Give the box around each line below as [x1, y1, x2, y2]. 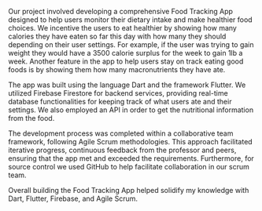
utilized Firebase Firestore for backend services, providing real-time [8, 89, 228, 97]
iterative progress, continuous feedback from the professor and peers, [8, 145, 237, 155]
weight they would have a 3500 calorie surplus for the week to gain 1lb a [8, 49, 243, 57]
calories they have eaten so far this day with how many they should [8, 31, 227, 41]
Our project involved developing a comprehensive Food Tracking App [8, 7, 234, 16]
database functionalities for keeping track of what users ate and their [8, 97, 232, 106]
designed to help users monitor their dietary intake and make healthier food [8, 15, 253, 24]
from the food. [8, 114, 55, 122]
